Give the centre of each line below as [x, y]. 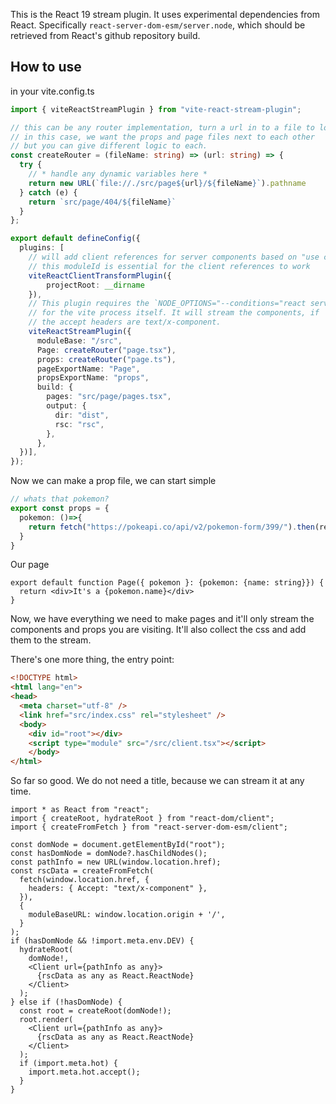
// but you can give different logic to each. [109, 146]
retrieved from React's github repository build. [105, 35]
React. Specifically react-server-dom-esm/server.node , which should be [158, 25]
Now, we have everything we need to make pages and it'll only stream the [162, 619]
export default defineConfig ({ [75, 239]
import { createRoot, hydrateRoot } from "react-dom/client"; [142, 819]
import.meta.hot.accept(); [84, 1072]
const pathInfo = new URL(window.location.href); [116, 862]
